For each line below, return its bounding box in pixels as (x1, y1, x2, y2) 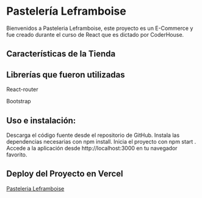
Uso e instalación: (6, 115, 76, 126)
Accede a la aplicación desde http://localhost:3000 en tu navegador (6, 144, 178, 152)
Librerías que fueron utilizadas (6, 69, 125, 80)
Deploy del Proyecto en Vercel (6, 169, 123, 179)
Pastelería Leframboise (6, 4, 126, 18)
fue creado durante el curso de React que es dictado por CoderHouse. (6, 31, 184, 38)
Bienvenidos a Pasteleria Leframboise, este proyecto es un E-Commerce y (6, 24, 193, 32)
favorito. (6, 151, 27, 158)
